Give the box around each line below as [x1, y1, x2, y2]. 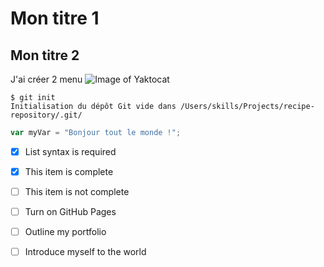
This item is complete [24, 165, 114, 177]
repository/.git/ [10, 110, 83, 120]
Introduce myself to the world [24, 246, 147, 258]
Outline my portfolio [24, 226, 107, 238]
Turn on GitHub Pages [24, 206, 117, 218]
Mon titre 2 [10, 47, 80, 64]
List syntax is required [24, 145, 117, 157]
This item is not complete [24, 186, 130, 197]
